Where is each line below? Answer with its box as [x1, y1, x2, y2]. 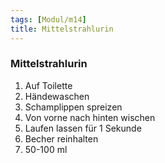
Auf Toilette [24, 79, 73, 91]
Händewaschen [24, 90, 90, 102]
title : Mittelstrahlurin [10, 24, 114, 34]
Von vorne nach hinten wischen [24, 111, 156, 123]
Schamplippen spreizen [24, 101, 123, 113]
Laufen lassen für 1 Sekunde [24, 122, 142, 134]
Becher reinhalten [24, 132, 99, 145]
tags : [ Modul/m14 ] [10, 14, 87, 25]
